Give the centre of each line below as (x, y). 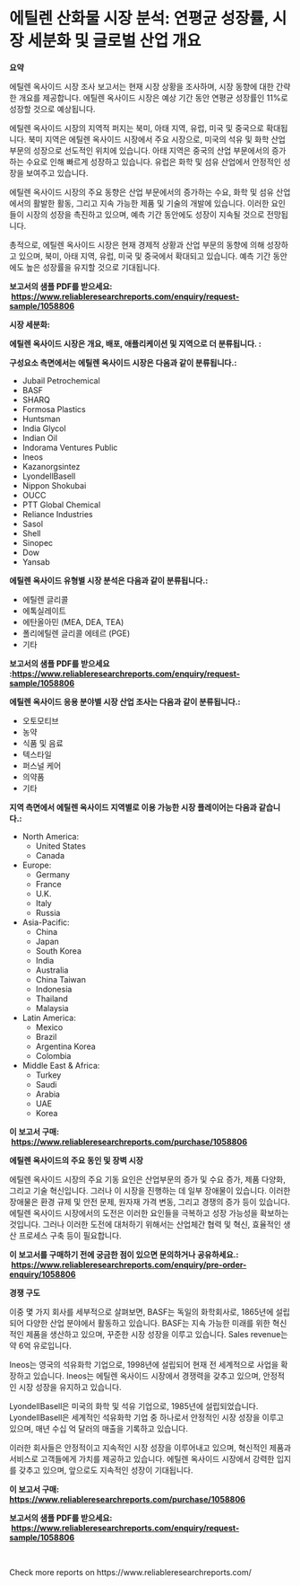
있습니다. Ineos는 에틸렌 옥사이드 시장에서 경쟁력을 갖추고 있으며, (147, 1376)
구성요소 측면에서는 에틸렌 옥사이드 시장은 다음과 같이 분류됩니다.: (123, 362)
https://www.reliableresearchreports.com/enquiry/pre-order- (129, 1264)
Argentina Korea (65, 1046)
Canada (50, 855)
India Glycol (44, 428)
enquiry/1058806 (43, 1274)
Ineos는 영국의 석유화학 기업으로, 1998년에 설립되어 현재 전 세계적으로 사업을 (144, 1364)
